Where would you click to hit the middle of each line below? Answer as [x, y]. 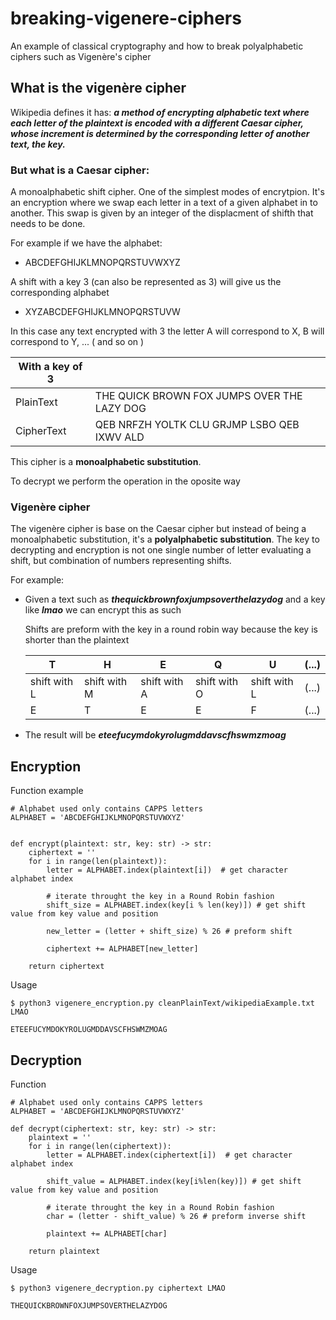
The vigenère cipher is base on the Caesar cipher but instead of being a [158, 529]
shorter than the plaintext [77, 640]
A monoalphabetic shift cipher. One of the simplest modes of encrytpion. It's [167, 192]
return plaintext [64, 1251]
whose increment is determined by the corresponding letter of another [160, 133]
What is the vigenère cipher [98, 88]
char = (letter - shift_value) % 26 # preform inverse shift [176, 1216]
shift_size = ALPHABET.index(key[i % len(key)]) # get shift [176, 905]
